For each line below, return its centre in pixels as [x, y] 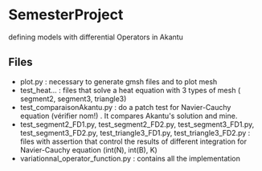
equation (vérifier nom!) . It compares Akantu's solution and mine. [129, 116]
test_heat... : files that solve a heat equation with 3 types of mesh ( [130, 90]
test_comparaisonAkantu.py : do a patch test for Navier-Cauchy [125, 107]
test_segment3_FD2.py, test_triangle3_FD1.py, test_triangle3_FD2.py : [135, 132]
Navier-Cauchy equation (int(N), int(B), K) [89, 149]
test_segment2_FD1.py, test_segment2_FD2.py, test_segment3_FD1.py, [137, 124]
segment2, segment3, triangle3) [73, 99]
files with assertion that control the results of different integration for [133, 141]
